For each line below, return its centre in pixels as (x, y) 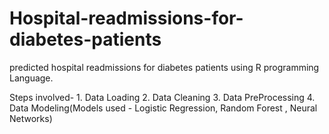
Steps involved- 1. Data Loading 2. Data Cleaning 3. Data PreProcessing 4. (162, 97)
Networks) (31, 118)
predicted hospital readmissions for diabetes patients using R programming (164, 67)
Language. (31, 78)
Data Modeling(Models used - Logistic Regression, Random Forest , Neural (163, 108)
